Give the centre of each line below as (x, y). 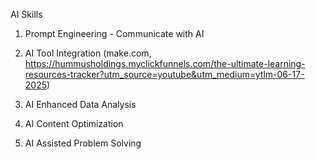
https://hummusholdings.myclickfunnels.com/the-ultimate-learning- (165, 63)
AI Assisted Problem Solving (83, 143)
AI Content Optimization (74, 123)
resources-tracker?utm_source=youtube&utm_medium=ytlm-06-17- (164, 74)
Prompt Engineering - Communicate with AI (114, 33)
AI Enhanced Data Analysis (80, 104)
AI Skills (26, 14)
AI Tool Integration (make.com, (88, 53)
